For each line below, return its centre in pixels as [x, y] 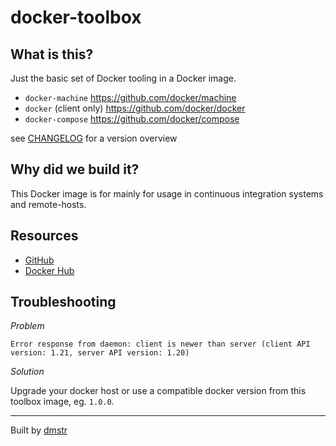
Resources [44, 236]
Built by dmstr [39, 430]
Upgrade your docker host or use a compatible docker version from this [158, 391]
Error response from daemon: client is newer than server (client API [160, 344]
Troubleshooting [63, 302]
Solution [27, 372]
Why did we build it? [75, 169]
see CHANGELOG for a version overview [94, 138]
